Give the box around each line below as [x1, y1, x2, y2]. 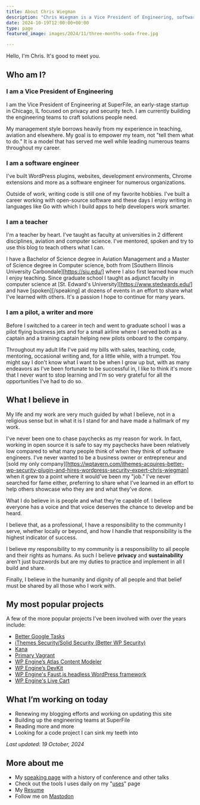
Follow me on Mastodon [14, 793, 74, 800]
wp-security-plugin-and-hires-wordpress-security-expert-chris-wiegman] [6, 466, 189, 474]
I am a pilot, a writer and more [6, 308, 93, 317]
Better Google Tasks [14, 633, 65, 640]
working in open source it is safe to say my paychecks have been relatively [6, 441, 190, 448]
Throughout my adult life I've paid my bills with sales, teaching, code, [6, 346, 176, 353]
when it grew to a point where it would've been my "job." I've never [6, 472, 171, 480]
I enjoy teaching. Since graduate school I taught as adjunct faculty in [6, 274, 174, 281]
